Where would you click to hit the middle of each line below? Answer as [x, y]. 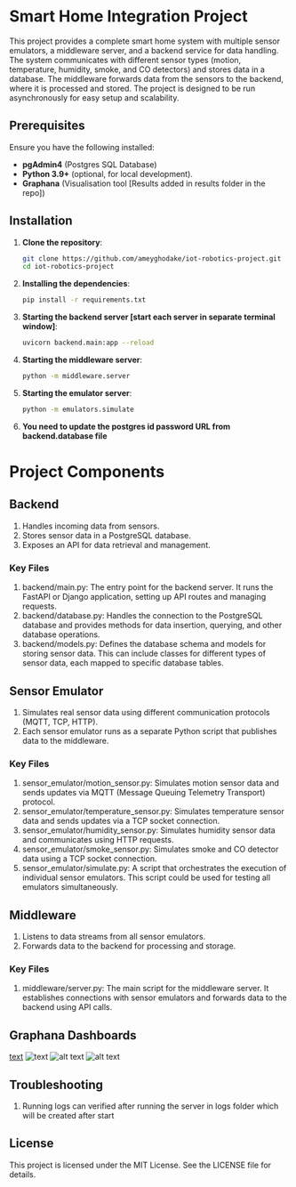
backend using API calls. [67, 1007]
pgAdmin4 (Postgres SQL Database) [89, 164]
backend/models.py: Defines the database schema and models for [144, 644]
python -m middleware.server [76, 376]
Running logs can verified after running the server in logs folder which [150, 1106]
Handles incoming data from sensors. [91, 526]
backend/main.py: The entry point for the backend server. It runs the [148, 587]
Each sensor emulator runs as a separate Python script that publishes [149, 731]
